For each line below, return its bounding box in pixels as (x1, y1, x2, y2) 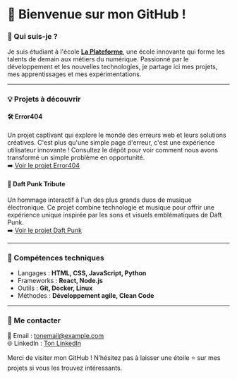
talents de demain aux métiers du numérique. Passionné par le (7, 55, 189, 64)
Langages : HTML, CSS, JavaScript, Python (17, 269, 147, 277)
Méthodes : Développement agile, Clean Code (17, 291, 154, 300)
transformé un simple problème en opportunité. (7, 153, 145, 162)
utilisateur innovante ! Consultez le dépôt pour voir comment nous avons (7, 145, 219, 154)
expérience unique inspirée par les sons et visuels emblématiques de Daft (7, 210, 222, 219)
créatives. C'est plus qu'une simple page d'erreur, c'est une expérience (7, 138, 215, 147)
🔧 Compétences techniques (7, 253, 104, 263)
